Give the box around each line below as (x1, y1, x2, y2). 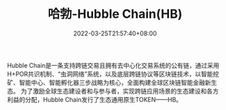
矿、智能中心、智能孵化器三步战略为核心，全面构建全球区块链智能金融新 (7, 78, 211, 86)
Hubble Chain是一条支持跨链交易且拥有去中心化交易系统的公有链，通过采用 (7, 61, 220, 69)
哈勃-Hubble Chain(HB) (47, 6, 183, 22)
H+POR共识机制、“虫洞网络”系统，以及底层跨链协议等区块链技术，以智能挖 (7, 70, 219, 78)
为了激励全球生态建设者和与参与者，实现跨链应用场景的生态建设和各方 (20, 87, 219, 95)
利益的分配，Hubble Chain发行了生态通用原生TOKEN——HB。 (7, 95, 183, 103)
